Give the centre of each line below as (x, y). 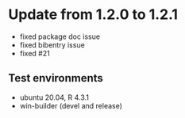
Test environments (56, 78)
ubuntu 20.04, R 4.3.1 (54, 97)
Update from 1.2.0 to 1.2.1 (93, 15)
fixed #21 (35, 53)
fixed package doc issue (60, 36)
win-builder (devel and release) (71, 105)
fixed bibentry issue (52, 44)
